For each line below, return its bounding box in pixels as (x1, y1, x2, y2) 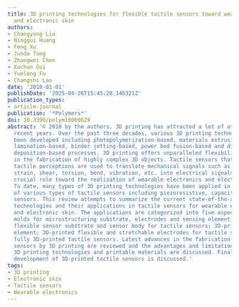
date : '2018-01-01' (7, 83, 65, 90)
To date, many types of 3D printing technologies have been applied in (14, 182, 231, 189)
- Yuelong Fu (7, 70, 46, 77)
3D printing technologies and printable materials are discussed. (14, 249, 215, 256)
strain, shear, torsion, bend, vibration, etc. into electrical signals (14, 169, 234, 177)
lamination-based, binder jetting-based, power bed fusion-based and (14, 143, 224, 150)
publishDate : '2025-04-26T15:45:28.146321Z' (7, 90, 142, 97)
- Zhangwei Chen (7, 57, 55, 64)
